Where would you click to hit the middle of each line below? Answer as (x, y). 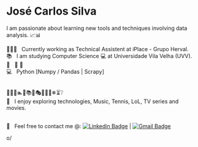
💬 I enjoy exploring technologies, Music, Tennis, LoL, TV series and (93, 101)
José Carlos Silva (51, 11)
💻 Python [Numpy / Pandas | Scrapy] (55, 71)
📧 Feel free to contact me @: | (69, 126)
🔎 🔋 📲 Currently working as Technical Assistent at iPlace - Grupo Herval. (97, 49)
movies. (16, 107)
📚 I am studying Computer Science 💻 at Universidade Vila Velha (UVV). (99, 56)
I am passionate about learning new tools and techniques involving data (97, 28)
